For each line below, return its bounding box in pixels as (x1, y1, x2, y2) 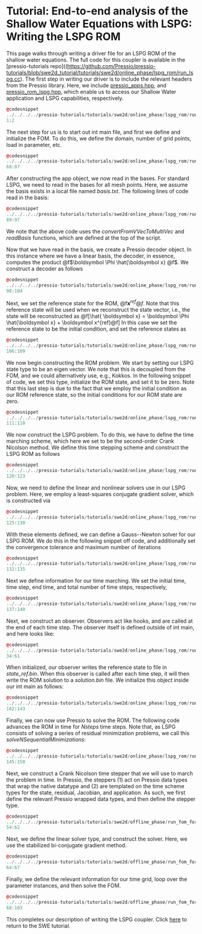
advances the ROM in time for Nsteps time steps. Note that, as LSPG (6, 723, 176, 730)
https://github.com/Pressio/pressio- (67, 62, 156, 70)
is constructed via (6, 497, 51, 504)
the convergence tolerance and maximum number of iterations (6, 543, 161, 550)
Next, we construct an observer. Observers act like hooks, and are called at (6, 617, 194, 624)
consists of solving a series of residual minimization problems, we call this (6, 730, 190, 737)
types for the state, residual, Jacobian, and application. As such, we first (6, 789, 186, 796)
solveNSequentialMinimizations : (6, 736, 86, 743)
